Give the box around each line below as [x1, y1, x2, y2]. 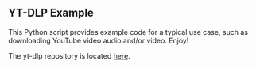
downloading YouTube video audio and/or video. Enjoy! [8, 36, 189, 45]
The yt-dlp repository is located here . [8, 51, 131, 60]
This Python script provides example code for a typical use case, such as [8, 27, 249, 36]
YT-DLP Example [8, 6, 94, 20]
